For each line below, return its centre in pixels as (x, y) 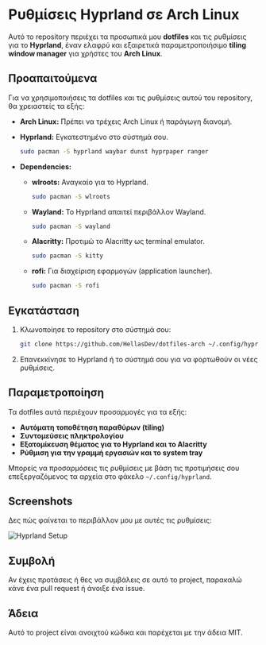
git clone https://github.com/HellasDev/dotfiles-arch (112, 344)
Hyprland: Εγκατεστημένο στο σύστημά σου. (94, 137)
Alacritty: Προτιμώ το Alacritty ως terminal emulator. (118, 241)
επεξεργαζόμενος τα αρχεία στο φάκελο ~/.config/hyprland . (110, 476)
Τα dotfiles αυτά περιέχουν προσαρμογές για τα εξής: (98, 411)
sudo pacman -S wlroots (71, 196)
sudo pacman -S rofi (66, 286)
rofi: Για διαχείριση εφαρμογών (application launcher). (122, 271)
